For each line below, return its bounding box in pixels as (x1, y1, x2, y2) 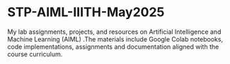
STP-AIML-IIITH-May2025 (7, 4, 165, 20)
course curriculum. (7, 50, 63, 58)
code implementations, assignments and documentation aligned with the (7, 42, 219, 51)
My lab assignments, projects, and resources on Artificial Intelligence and (7, 27, 222, 36)
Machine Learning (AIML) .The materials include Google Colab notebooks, (7, 34, 224, 43)
